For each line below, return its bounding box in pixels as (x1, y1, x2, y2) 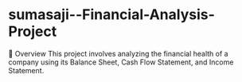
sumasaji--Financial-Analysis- (8, 6, 215, 24)
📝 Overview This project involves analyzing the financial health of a (8, 49, 228, 58)
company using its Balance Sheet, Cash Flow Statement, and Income (8, 57, 234, 67)
